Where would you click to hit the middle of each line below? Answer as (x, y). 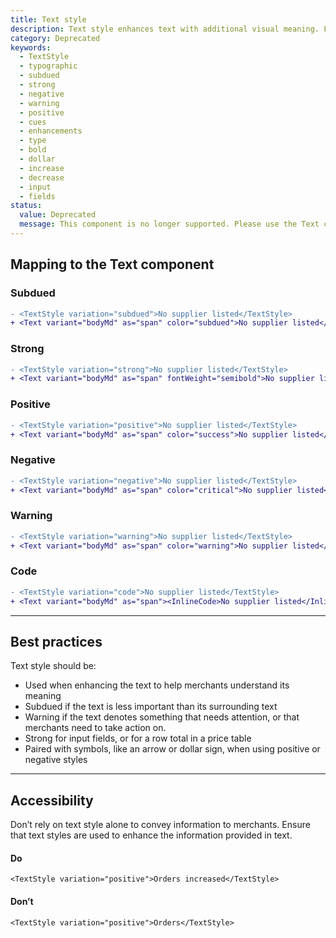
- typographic (48, 66)
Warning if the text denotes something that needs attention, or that (162, 717)
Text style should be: (53, 666)
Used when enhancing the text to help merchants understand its (157, 685)
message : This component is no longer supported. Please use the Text (169, 224)
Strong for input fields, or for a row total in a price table (138, 738)
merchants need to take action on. (95, 728)
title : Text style (48, 19)
